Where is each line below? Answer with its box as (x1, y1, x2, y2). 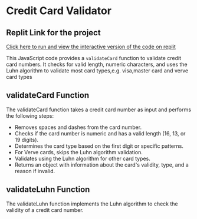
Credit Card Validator (6, 4, 112, 18)
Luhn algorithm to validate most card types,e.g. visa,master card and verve (6, 67, 189, 74)
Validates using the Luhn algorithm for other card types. (14, 155, 150, 162)
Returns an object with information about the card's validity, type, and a (14, 161, 189, 168)
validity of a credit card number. (6, 206, 84, 213)
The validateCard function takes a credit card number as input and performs (6, 106, 192, 113)
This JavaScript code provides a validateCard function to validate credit (6, 55, 182, 61)
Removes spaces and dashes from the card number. (14, 124, 142, 131)
